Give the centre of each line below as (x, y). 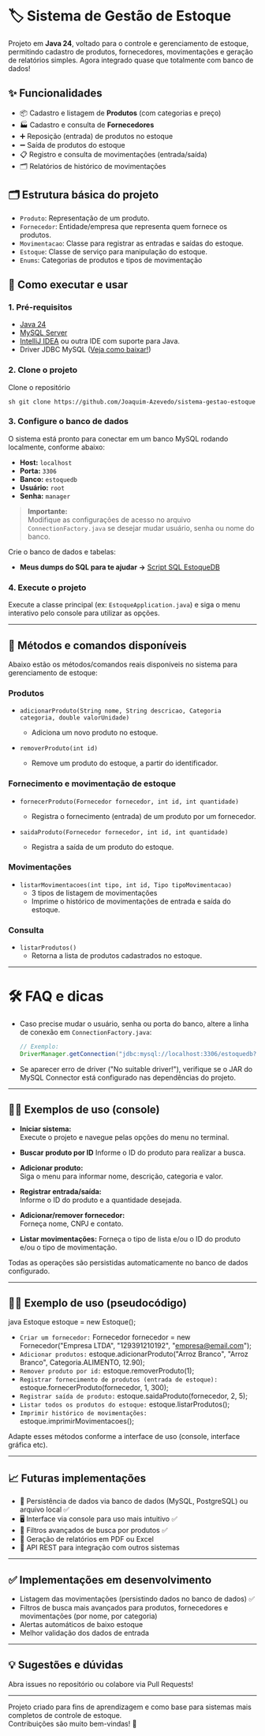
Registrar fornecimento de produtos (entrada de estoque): (119, 1380)
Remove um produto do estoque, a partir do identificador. (125, 763)
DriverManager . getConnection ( (69, 1054)
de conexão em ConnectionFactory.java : (86, 1032)
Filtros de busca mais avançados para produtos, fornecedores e (124, 1608)
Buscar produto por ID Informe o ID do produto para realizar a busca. (132, 1152)
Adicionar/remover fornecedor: (72, 1215)
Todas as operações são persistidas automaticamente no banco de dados (128, 1262)
